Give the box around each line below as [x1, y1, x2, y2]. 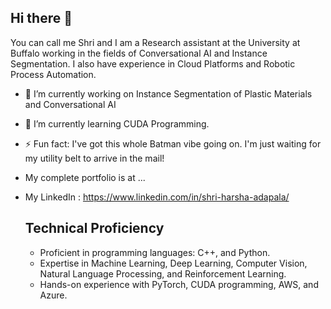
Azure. [39, 289, 68, 301]
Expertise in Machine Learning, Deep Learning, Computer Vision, [39, 257, 308, 269]
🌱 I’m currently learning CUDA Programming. [24, 117, 210, 130]
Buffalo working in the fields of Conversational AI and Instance [10, 47, 268, 59]
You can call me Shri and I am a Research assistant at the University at [10, 36, 301, 48]
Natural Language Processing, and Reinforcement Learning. [39, 267, 287, 280]
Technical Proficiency [24, 220, 165, 237]
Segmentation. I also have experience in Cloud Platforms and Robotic [10, 57, 296, 70]
